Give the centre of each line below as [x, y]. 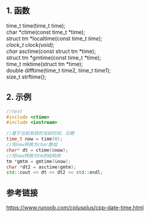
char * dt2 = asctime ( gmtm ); [41, 167]
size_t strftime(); [26, 76]
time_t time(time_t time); [36, 25]
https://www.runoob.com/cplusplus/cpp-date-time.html [75, 208]
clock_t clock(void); [31, 44]
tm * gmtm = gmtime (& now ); [38, 161]
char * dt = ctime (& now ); [37, 150]
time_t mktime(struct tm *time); [45, 64]
